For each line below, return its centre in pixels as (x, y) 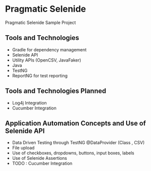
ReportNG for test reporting (40, 75)
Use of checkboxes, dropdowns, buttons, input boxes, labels (73, 153)
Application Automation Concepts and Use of (75, 123)
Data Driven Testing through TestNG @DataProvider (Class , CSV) (78, 143)
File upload (23, 148)
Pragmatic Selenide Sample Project (41, 22)
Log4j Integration (30, 103)
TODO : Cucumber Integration (42, 163)
